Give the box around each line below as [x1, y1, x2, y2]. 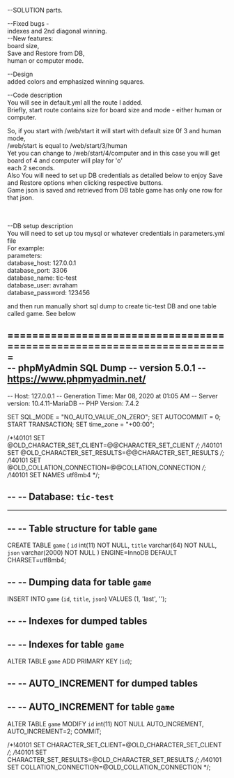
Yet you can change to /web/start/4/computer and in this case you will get [7, 149, 221, 157]
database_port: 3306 [7, 267, 68, 274]
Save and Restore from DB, [7, 49, 85, 57]
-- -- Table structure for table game [7, 523, 157, 534]
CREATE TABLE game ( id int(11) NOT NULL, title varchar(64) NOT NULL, [7, 541, 217, 550]
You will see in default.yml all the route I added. [7, 98, 143, 107]
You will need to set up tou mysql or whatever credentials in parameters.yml [7, 230, 225, 237]
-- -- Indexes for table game [7, 638, 125, 651]
